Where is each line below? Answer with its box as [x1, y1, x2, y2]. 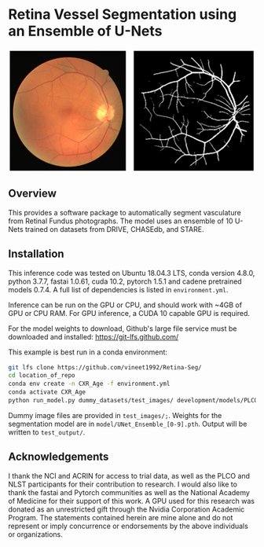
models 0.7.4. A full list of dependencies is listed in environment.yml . [8, 285, 229, 294]
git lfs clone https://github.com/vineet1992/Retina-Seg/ [8, 363, 202, 371]
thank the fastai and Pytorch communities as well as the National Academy [8, 487, 250, 497]
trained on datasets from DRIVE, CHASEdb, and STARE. [24, 224, 204, 233]
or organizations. [8, 529, 63, 539]
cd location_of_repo [8, 372, 76, 380]
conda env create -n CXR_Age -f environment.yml [8, 380, 170, 388]
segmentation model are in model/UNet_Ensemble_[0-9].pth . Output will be [8, 419, 247, 428]
